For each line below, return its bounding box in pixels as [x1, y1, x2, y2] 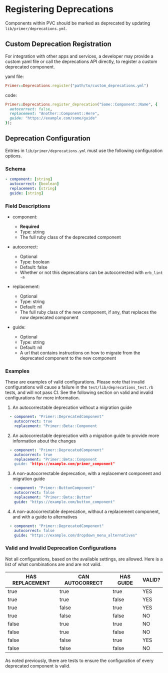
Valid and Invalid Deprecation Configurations [5, 544, 116, 551]
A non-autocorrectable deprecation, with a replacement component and [12, 470, 161, 476]
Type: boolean [19, 258, 50, 264]
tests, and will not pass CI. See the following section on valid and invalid [5, 389, 153, 395]
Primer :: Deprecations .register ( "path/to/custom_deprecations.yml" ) [5, 83, 149, 88]
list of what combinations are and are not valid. [5, 561, 101, 567]
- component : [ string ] [5, 176, 52, 182]
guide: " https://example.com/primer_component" [14, 461, 115, 466]
